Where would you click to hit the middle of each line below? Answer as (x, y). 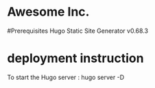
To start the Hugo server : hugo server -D (66, 77)
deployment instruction (75, 58)
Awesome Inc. (48, 12)
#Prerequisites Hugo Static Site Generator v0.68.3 (78, 31)
